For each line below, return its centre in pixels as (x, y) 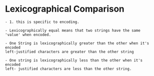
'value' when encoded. (28, 35)
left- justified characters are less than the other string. (68, 69)
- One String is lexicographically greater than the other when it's (77, 43)
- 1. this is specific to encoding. (42, 22)
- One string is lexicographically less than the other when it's (74, 60)
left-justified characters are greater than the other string (69, 52)
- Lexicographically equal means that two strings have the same (73, 30)
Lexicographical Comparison (65, 9)
